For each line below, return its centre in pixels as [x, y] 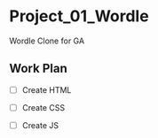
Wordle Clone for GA [47, 41]
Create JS [40, 125]
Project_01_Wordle [79, 16]
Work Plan [39, 69]
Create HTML [47, 89]
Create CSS [43, 107]
